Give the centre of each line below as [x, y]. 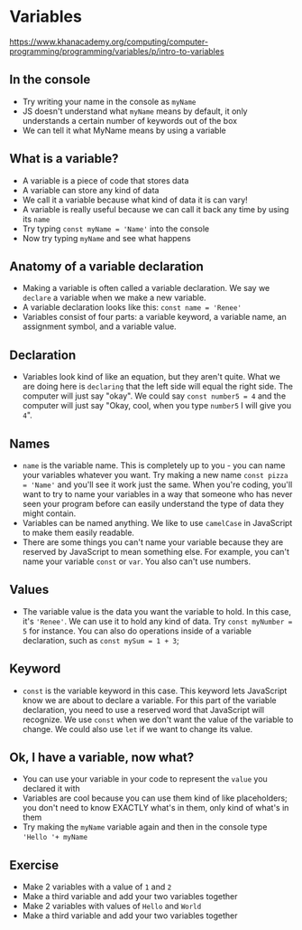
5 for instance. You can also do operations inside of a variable [137, 631]
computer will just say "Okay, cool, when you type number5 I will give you [157, 406]
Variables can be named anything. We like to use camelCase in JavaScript [157, 523]
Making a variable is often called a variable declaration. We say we [146, 288]
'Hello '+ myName [55, 838]
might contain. [49, 513]
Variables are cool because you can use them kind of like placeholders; [155, 798]
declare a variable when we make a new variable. [114, 298]
